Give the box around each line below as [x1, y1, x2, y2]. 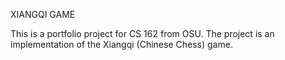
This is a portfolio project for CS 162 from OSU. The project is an [10, 28, 275, 39]
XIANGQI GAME [10, 9, 76, 20]
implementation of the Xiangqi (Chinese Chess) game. [10, 39, 233, 50]
